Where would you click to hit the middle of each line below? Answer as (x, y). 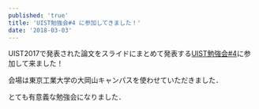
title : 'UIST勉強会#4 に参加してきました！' (75, 23)
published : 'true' (38, 15)
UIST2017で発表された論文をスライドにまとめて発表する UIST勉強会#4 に (126, 54)
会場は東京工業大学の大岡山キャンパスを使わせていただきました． (115, 81)
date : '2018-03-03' (40, 30)
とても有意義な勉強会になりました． (67, 97)
